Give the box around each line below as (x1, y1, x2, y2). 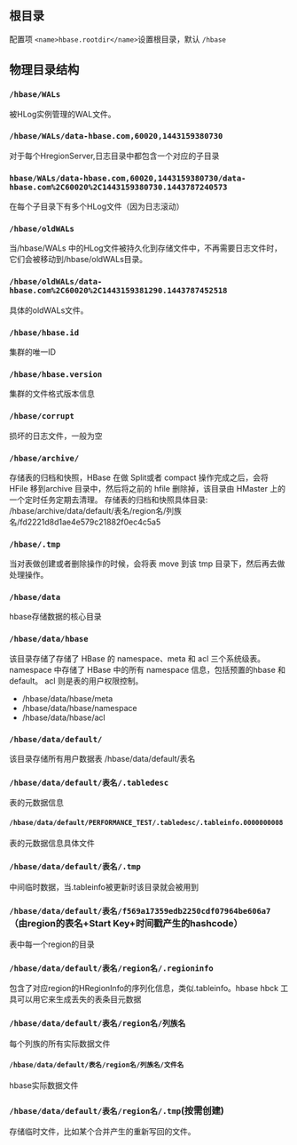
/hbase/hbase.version (9, 369, 103, 380)
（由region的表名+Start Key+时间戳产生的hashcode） (9, 917, 244, 929)
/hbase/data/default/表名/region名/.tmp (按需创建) (9, 1104, 224, 1117)
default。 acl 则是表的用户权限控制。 (9, 675, 144, 686)
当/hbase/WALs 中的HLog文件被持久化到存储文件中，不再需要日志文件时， (9, 243, 282, 253)
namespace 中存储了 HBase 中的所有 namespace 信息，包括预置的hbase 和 (9, 664, 286, 675)
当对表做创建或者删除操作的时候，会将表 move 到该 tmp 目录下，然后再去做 (9, 558, 285, 569)
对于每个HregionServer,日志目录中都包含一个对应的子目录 (9, 150, 220, 161)
